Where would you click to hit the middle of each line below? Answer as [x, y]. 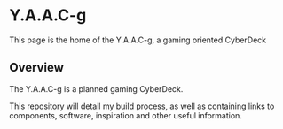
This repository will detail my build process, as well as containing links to [142, 106]
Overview [37, 68]
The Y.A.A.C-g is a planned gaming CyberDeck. [96, 88]
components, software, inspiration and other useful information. [126, 115]
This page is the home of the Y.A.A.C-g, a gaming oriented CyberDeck [138, 40]
